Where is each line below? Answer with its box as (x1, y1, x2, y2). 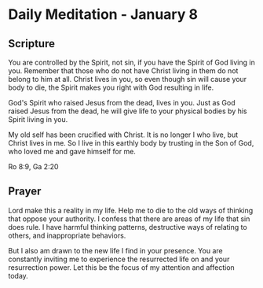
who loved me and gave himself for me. (8, 147, 136, 156)
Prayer (8, 185, 42, 198)
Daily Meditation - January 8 (8, 6, 199, 24)
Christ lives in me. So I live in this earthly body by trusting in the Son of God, (8, 138, 254, 147)
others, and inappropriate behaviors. (8, 231, 126, 240)
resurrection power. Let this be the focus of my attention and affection (8, 262, 236, 272)
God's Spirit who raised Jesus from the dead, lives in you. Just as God (8, 98, 236, 107)
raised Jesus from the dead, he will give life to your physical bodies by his (8, 106, 247, 116)
